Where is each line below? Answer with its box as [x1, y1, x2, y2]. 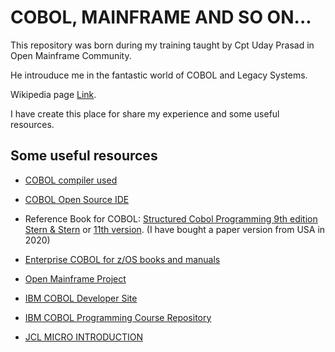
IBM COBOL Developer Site [24, 292, 138, 304]
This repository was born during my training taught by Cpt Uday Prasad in [10, 39, 315, 51]
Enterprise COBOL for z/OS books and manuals [24, 253, 221, 265]
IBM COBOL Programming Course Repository [24, 311, 212, 323]
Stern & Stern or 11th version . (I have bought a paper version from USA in [24, 223, 326, 235]
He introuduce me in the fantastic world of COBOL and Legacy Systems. [10, 69, 308, 81]
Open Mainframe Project [24, 272, 127, 285]
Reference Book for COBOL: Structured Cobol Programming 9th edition [24, 212, 318, 225]
